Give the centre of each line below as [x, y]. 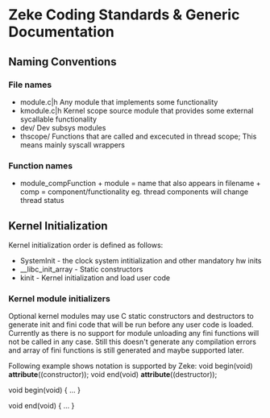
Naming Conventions [62, 62]
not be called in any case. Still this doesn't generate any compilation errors [132, 342]
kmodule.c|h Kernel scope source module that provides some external [137, 110]
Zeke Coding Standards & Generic [124, 15]
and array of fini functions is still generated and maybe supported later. [126, 350]
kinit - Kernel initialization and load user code [95, 277]
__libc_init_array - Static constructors [81, 269]
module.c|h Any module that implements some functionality [119, 101]
